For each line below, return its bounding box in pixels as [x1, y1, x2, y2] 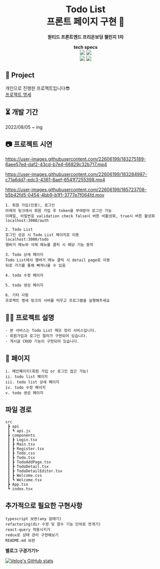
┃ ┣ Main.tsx [7, 442, 36, 447]
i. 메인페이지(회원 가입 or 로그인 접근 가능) [5, 369, 89, 374]
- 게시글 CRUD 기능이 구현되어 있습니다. [5, 339, 79, 344]
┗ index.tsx [7, 486, 33, 492]
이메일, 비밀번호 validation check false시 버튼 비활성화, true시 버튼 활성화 [5, 214, 155, 219]
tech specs [73, 44, 98, 50]
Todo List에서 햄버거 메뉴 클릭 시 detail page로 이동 [5, 257, 111, 263]
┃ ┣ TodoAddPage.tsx [7, 459, 51, 464]
